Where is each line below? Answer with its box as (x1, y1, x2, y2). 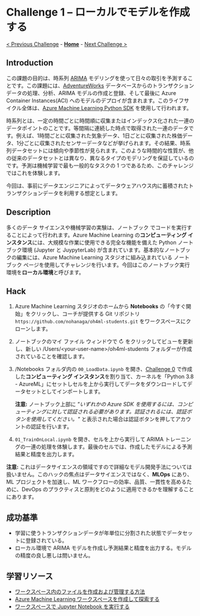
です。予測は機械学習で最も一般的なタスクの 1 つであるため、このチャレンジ (6, 162, 194, 169)
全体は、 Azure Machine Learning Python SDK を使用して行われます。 (21, 104, 192, 111)
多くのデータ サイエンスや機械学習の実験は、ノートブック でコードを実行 (6, 223, 187, 231)
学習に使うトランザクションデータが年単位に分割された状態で (14, 529, 167, 537)
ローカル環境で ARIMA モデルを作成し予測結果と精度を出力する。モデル (14, 544, 192, 551)
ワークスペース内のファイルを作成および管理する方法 (14, 588, 145, 595)
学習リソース (6, 571, 53, 581)
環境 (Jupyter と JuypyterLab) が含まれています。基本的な (21, 246, 165, 253)
